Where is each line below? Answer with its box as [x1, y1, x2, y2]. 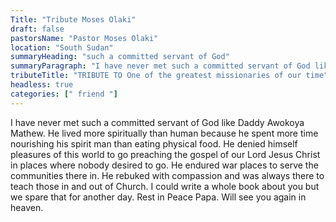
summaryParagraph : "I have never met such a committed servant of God [10, 61, 311, 71]
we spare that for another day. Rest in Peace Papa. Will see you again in [10, 191, 307, 203]
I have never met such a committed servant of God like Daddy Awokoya [10, 116, 305, 128]
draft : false [10, 24, 65, 34]
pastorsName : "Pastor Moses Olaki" [10, 33, 159, 43]
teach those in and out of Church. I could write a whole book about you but [10, 180, 320, 192]
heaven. [10, 201, 44, 213]
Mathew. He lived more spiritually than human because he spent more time [10, 127, 319, 139]
